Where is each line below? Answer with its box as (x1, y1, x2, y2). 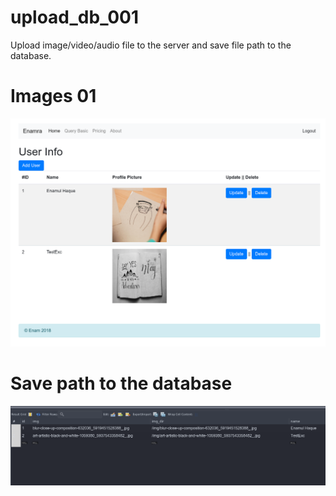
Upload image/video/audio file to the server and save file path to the (10, 39, 292, 51)
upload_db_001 (10, 6, 140, 29)
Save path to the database (10, 372, 233, 395)
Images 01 (10, 85, 97, 108)
